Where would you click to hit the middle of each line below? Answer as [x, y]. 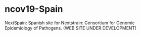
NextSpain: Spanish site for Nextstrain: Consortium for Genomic [70, 23]
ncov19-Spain [34, 9]
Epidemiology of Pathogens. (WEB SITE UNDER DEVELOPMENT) [70, 28]
